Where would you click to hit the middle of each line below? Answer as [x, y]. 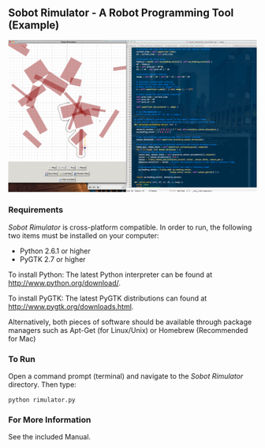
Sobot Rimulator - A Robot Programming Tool [121, 13]
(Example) [34, 26]
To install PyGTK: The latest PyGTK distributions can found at [108, 298]
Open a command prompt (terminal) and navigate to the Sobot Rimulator [126, 376]
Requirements [36, 210]
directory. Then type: [42, 385]
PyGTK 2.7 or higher [52, 259]
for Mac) [22, 338]
